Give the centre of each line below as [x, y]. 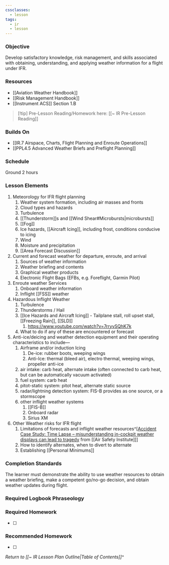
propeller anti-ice [46, 364]
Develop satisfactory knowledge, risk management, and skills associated [81, 58]
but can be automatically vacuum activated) [66, 375]
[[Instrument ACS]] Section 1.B [44, 103]
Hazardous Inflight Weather [41, 299]
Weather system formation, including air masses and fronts [82, 202]
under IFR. [16, 69]
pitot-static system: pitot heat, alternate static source [75, 385]
